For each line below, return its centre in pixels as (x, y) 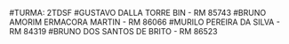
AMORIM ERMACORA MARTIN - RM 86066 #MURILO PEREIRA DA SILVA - (144, 22)
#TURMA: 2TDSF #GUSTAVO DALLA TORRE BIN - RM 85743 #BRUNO (138, 13)
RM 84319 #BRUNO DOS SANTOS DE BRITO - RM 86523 (113, 31)
